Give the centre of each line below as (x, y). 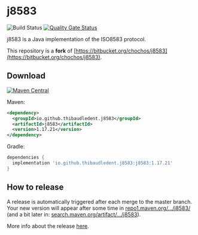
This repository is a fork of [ (42, 51)
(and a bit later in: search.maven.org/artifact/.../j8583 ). (74, 214)
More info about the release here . (48, 226)
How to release (35, 187)
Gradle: (16, 147)
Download (26, 76)
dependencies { (26, 158)
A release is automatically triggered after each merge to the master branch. (99, 202)
